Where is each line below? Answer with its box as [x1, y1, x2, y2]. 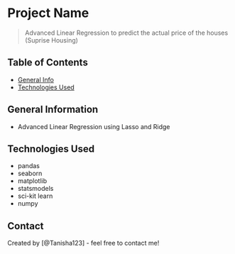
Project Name [7, 5, 89, 21]
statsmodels [17, 184, 54, 193]
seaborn [17, 169, 43, 178]
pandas [17, 162, 40, 170]
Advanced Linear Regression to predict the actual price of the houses [24, 28, 229, 37]
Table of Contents [7, 57, 89, 69]
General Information [7, 104, 99, 116]
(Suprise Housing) [24, 35, 78, 44]
